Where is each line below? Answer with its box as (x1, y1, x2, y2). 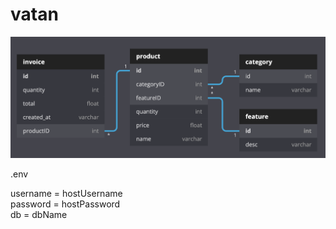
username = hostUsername (10, 188, 123, 200)
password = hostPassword (10, 198, 121, 210)
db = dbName (10, 209, 68, 221)
